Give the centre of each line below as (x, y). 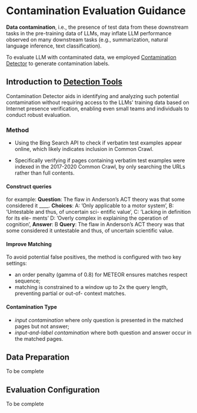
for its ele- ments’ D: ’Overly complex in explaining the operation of (87, 218)
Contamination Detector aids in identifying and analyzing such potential (93, 96)
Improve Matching (29, 244)
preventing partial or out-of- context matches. (70, 293)
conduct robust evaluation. (39, 115)
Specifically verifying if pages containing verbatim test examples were (100, 160)
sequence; (28, 281)
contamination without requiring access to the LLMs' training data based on (98, 102)
